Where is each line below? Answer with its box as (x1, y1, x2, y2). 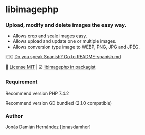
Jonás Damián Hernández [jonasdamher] (5, 124, 91, 130)
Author (5, 112, 23, 119)
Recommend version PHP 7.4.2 (5, 90, 69, 96)
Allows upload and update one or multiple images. (12, 38, 117, 44)
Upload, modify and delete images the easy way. (5, 22, 127, 29)
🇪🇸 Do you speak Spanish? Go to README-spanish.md (5, 54, 121, 60)
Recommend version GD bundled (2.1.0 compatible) (5, 100, 112, 106)
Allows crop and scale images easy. (12, 33, 87, 39)
